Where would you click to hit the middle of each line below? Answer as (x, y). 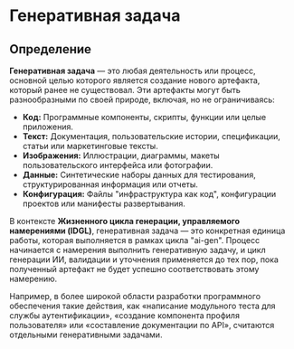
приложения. (48, 127)
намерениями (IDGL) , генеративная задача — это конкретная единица (147, 231)
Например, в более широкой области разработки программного (135, 296)
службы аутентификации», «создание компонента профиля (124, 316)
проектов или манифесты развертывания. (104, 203)
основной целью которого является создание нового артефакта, (135, 80)
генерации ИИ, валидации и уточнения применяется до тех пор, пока (144, 259)
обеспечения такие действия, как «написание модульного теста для (142, 306)
